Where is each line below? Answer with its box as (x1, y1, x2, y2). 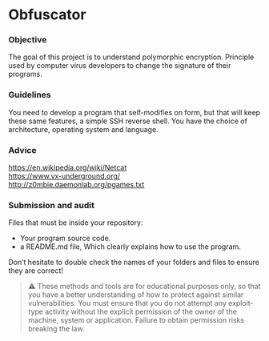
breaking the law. (27, 324, 86, 334)
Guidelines (8, 90, 51, 101)
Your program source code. (19, 234, 111, 243)
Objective (8, 34, 47, 46)
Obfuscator (8, 6, 86, 24)
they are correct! (8, 266, 64, 275)
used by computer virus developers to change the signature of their (8, 61, 231, 70)
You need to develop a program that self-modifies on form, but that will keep (8, 107, 261, 117)
